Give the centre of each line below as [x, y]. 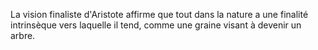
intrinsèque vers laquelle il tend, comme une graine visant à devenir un [156, 25]
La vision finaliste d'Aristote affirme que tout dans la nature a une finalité [159, 14]
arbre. [23, 35]
